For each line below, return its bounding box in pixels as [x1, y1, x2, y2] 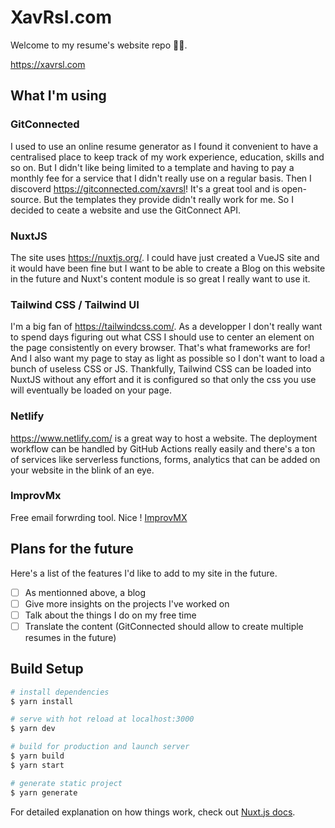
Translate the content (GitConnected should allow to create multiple [24, 620, 304, 632]
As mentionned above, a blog [24, 586, 147, 598]
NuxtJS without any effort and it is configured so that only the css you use [10, 374, 317, 386]
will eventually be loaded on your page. [10, 384, 172, 396]
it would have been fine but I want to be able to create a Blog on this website [10, 262, 326, 274]
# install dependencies [10, 687, 110, 697]
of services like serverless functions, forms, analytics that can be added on [10, 453, 321, 465]
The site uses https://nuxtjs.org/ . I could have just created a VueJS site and [10, 251, 320, 263]
